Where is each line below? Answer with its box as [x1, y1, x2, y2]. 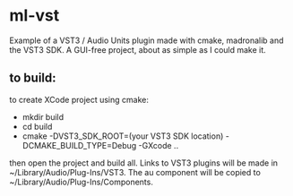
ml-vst [9, 5, 60, 26]
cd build [22, 121, 53, 132]
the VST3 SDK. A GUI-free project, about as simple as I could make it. [9, 44, 266, 55]
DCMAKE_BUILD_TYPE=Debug [22, 140, 137, 150]
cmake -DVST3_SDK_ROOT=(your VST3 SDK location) [22, 131, 224, 141]
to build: [9, 71, 56, 86]
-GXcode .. [138, 140, 179, 150]
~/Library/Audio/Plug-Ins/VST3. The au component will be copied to [9, 166, 262, 177]
